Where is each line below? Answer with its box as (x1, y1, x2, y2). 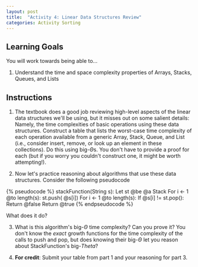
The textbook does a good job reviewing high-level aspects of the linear (14, 108, 191, 115)
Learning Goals (6, 42, 64, 52)
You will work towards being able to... (6, 58, 98, 65)
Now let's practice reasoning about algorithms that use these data (14, 170, 177, 177)
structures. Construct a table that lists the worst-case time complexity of (14, 127, 192, 134)
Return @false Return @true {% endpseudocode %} (6, 201, 133, 208)
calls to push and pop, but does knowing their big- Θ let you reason (14, 236, 178, 243)
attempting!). (14, 158, 46, 166)
